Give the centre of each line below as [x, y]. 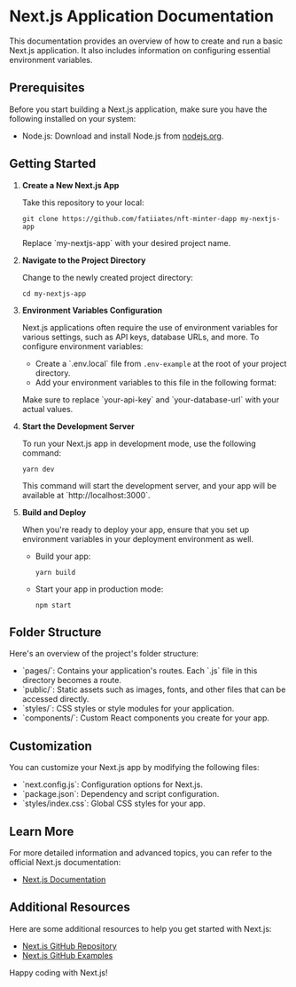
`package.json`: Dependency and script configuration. [121, 794]
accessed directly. [55, 699]
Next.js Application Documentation [142, 16]
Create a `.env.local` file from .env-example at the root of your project [161, 363]
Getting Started [53, 164]
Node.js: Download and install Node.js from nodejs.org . [123, 136]
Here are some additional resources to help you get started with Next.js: [140, 928]
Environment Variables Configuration [92, 310]
